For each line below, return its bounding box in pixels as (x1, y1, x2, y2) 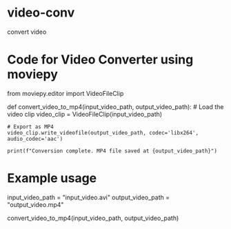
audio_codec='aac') (7, 135, 63, 142)
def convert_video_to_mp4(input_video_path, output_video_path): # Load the (7, 102, 224, 111)
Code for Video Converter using (7, 52, 194, 68)
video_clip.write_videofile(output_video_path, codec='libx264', (7, 129, 199, 136)
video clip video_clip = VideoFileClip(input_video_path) (7, 110, 163, 118)
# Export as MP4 (7, 123, 54, 130)
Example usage (7, 170, 97, 186)
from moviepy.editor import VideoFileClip (7, 89, 124, 97)
